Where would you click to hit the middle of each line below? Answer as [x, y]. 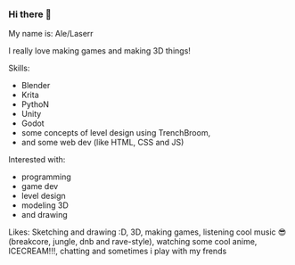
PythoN [35, 104]
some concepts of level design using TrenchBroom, [116, 133]
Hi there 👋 [30, 14]
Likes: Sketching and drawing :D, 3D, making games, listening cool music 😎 [147, 232]
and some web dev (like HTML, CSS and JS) [102, 143]
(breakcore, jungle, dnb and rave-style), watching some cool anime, [133, 242]
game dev [40, 186]
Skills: [19, 68]
